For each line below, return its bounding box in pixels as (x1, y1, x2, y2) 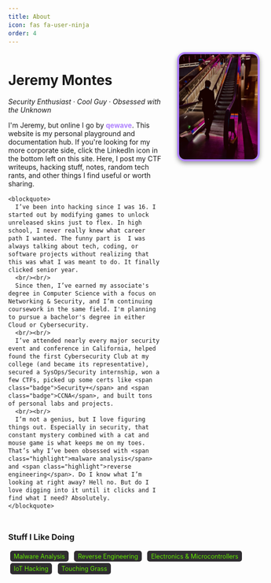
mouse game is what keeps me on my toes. (8, 439, 146, 448)
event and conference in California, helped (8, 345, 156, 353)
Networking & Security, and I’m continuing (8, 297, 153, 306)
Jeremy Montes (8, 71, 113, 89)
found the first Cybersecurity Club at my (8, 352, 149, 361)
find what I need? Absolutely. (8, 494, 111, 503)
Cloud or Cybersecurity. (8, 321, 90, 330)
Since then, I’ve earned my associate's (15, 282, 149, 290)
